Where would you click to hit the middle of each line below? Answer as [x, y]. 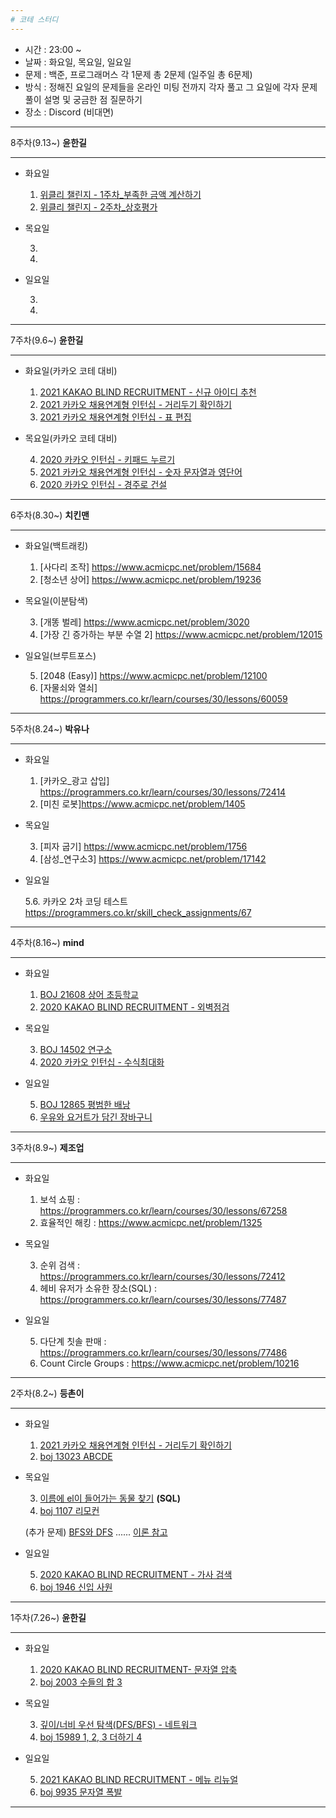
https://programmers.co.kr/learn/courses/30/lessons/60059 [163, 698]
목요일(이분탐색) [56, 600]
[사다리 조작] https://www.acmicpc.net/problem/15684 [150, 567]
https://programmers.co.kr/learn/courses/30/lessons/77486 [163, 1352]
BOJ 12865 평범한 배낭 [85, 1104]
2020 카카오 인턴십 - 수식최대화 [102, 1062]
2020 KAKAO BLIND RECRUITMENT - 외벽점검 [134, 1007]
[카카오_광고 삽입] [74, 780]
